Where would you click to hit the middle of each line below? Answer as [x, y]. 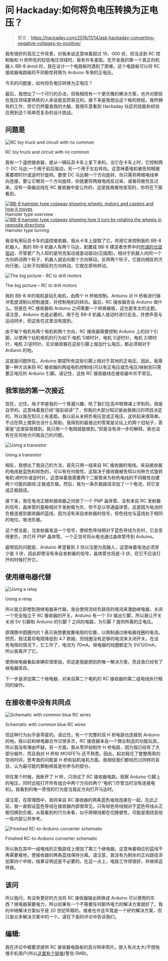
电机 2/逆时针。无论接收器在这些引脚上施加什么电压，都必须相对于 [82, 344]
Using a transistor [23, 454]
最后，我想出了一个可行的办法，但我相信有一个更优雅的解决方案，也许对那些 [84, 94]
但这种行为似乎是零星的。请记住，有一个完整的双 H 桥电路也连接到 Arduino [82, 735]
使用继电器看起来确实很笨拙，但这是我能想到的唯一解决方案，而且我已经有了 [84, 662]
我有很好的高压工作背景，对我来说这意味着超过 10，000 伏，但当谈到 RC [80, 54]
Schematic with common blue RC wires [45, 725]
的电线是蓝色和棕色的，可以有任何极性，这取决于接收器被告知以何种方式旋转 [84, 471]
